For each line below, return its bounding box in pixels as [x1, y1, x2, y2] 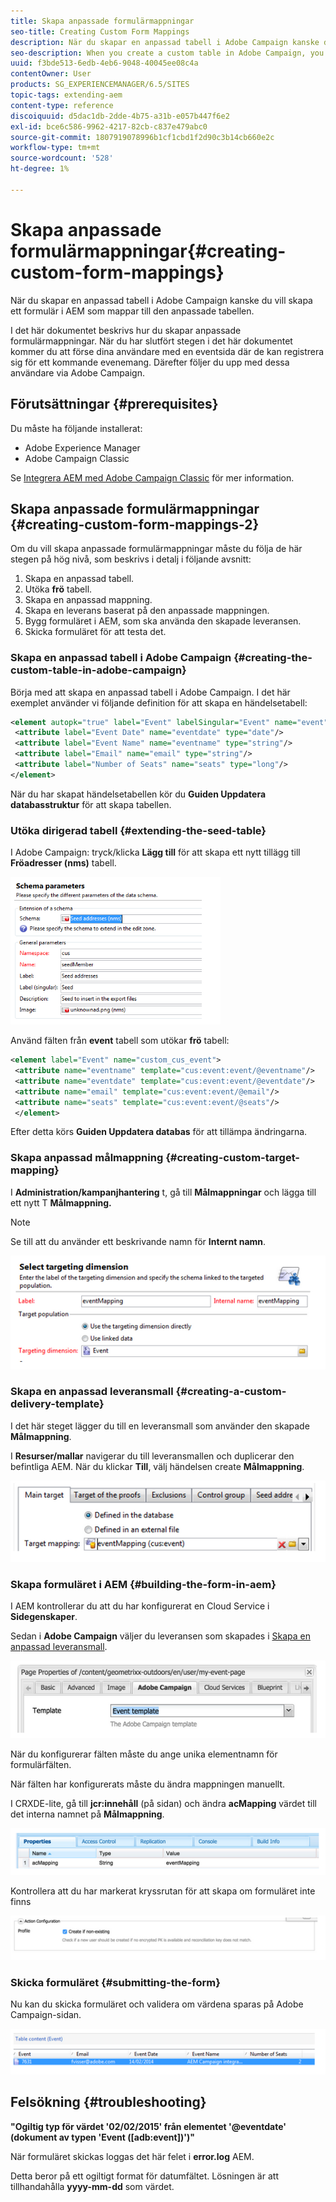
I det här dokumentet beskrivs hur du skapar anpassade [10, 324, 242, 336]
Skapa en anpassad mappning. [24, 594, 153, 606]
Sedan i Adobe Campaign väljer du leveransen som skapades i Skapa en [10, 1630, 311, 1642]
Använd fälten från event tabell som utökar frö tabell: [10, 1035, 230, 1047]
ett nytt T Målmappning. [10, 1196, 112, 1209]
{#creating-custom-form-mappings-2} [10, 516, 260, 533]
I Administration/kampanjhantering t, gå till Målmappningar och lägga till [10, 1186, 317, 1198]
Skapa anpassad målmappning [10, 1151, 164, 1165]
